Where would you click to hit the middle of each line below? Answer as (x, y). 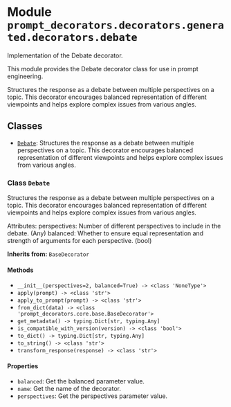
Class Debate (29, 183)
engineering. (25, 76)
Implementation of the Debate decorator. (65, 55)
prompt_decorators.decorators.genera (116, 25)
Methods (20, 270)
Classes (25, 126)
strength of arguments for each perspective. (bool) (80, 241)
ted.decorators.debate (72, 38)
